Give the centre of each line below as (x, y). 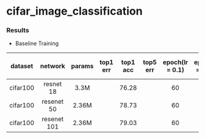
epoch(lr (175, 62)
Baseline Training (37, 43)
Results (18, 30)
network (52, 66)
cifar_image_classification (74, 11)
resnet (53, 84)
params (82, 66)
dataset (22, 66)
